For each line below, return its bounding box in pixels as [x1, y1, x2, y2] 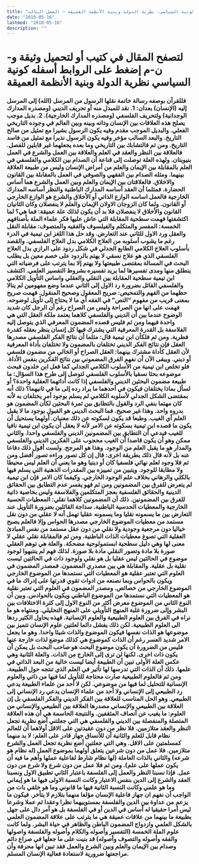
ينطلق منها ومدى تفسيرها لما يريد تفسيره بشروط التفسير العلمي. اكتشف [6, 266, 191, 275]
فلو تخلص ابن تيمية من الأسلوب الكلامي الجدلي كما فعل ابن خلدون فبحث [6, 363, 190, 371]
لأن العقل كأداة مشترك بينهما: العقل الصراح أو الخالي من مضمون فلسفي [6, 348, 190, 356]
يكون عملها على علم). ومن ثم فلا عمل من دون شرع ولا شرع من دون [6, 761, 179, 770]
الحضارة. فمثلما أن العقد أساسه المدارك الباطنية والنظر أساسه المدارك [6, 185, 185, 194]
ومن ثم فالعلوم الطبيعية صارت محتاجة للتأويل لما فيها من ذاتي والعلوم [6, 673, 182, 681]
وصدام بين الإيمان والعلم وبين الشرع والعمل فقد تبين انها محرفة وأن [6, 842, 177, 850]
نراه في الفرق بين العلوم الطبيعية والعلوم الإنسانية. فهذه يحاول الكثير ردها [6, 614, 191, 622]
